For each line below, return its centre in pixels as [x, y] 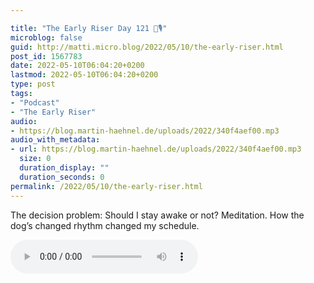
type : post [33, 84]
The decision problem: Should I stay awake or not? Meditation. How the [157, 215]
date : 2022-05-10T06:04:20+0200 [77, 66]
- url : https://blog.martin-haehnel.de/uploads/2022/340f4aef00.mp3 [156, 149]
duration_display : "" [64, 168]
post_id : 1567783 [46, 56]
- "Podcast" [35, 102]
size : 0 [35, 159]
